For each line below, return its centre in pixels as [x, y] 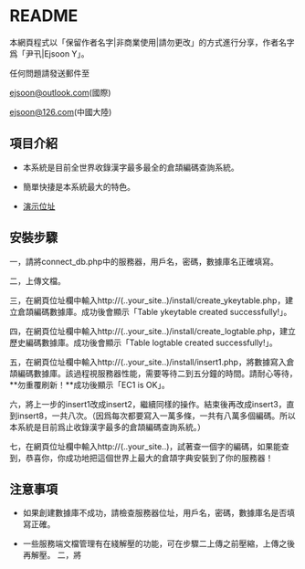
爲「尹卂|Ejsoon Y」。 [49, 53]
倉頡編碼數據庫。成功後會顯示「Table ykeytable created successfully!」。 [154, 311]
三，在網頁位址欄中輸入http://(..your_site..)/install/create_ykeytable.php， [147, 300]
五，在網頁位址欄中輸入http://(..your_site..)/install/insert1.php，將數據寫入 [148, 362]
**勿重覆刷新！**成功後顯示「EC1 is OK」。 [90, 385]
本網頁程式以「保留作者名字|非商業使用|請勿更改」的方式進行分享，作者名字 [152, 42]
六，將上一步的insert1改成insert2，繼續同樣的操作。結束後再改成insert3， [148, 404]
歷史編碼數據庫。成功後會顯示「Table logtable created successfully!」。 [143, 342]
